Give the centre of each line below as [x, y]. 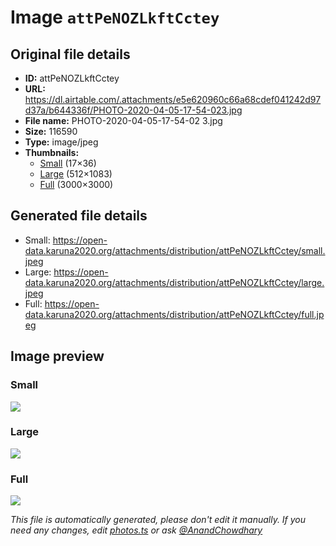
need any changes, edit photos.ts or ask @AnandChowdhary [136, 530]
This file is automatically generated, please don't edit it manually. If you [158, 520]
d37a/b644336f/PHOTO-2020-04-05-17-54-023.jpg [133, 110]
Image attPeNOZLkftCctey [115, 17]
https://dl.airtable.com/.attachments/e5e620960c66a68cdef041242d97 [173, 99]
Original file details [70, 54]
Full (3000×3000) [76, 184]
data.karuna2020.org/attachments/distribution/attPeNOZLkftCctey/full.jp [174, 314]
